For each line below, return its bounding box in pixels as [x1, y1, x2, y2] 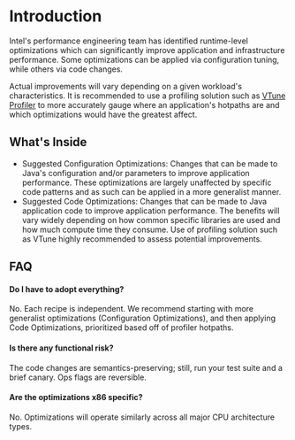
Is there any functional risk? [9, 343, 114, 353]
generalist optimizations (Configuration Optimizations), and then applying [9, 313, 276, 324]
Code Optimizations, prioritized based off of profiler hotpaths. [9, 322, 234, 333]
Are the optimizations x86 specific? [9, 392, 143, 403]
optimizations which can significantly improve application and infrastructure [9, 44, 285, 55]
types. [9, 421, 33, 431]
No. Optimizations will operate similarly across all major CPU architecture [9, 412, 276, 422]
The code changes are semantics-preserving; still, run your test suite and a [9, 362, 283, 373]
